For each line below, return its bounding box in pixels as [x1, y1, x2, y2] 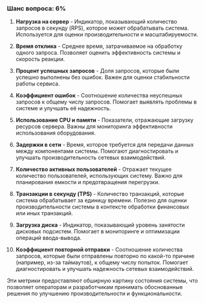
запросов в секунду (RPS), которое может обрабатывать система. [15, 24, 189, 32]
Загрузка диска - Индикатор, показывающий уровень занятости [15, 221, 185, 228]
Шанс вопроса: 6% [7, 4, 66, 13]
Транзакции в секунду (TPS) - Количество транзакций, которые [15, 190, 185, 198]
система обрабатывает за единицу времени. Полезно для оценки [15, 197, 187, 204]
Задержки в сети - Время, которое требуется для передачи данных [15, 141, 194, 148]
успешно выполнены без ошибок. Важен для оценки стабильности [15, 74, 190, 81]
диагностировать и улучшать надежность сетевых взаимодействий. [15, 265, 194, 273]
